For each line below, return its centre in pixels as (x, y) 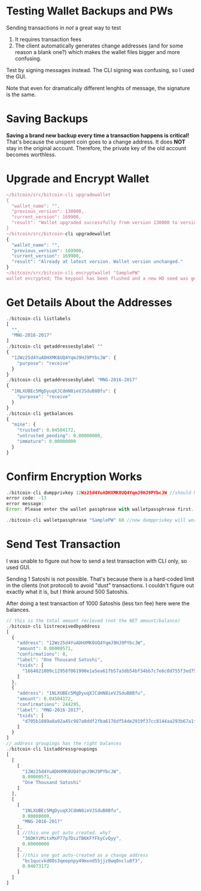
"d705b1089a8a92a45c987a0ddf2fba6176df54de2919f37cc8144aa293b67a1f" (110, 721)
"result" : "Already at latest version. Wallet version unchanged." (98, 262)
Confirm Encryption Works (74, 476)
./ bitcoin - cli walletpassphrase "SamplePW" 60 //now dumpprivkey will (96, 521)
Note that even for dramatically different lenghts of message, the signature (98, 88)
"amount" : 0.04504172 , (45, 699)
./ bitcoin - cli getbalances (40, 413)
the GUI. (16, 76)
